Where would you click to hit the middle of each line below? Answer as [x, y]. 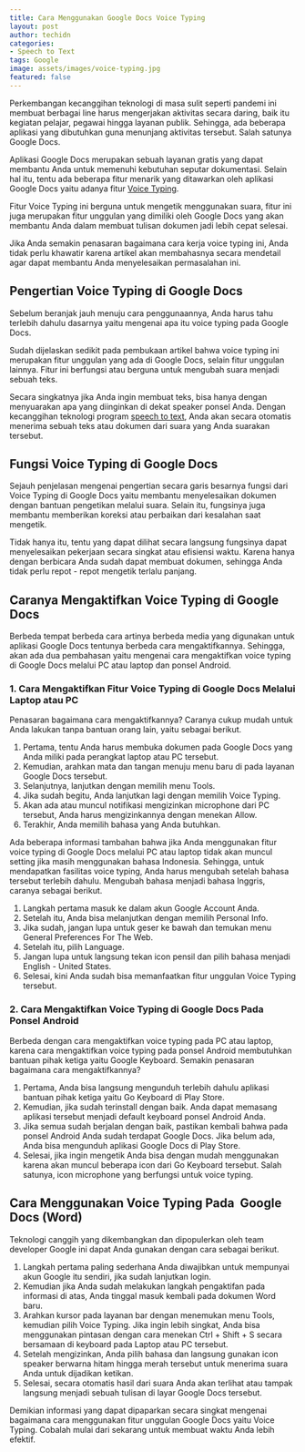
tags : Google [34, 60]
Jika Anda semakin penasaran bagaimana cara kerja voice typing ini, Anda [149, 243]
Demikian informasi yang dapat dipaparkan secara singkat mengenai [138, 1410]
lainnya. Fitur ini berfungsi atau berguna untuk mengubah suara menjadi [144, 369]
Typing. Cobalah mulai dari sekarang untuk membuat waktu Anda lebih [142, 1429]
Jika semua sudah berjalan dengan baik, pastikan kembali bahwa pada [155, 1126]
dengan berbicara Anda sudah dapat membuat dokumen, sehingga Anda [146, 562]
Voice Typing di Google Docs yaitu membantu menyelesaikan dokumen [143, 496]
